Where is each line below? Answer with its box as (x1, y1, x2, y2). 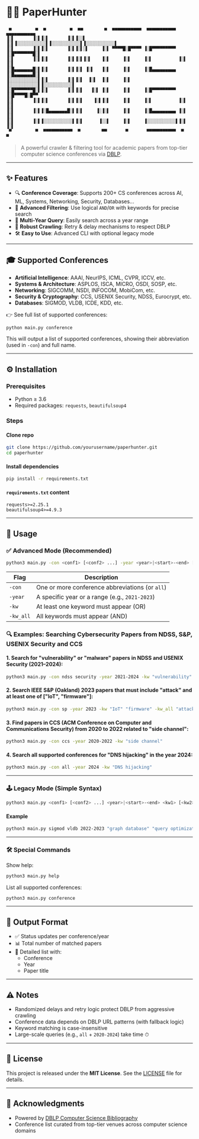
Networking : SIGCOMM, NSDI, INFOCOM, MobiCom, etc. (14, 287, 155, 294)
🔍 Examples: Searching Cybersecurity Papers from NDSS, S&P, (6, 630, 192, 639)
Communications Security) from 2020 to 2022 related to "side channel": (6, 725, 189, 732)
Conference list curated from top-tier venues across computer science (14, 1121, 188, 1128)
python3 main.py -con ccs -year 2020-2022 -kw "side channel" (6, 739, 163, 745)
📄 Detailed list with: (14, 948, 62, 955)
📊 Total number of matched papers (14, 940, 102, 947)
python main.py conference (6, 325, 73, 331)
